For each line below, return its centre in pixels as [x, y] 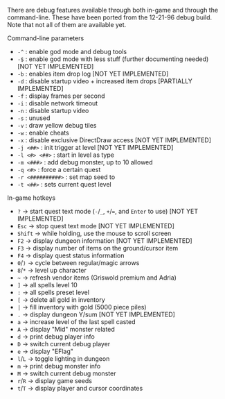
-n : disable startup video [53, 111]
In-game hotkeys [31, 198]
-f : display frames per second [61, 96]
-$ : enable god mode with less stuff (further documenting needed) [113, 59]
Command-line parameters [46, 38]
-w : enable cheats [43, 133]
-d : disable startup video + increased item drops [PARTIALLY [105, 81]
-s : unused [34, 118]
